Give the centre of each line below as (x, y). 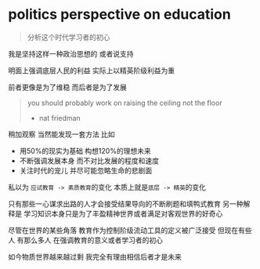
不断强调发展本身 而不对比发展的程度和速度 (89, 160)
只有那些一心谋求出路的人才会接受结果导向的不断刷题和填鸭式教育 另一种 (126, 204)
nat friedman (60, 118)
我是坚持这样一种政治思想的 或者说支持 (71, 53)
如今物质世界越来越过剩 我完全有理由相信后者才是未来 (95, 256)
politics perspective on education (119, 15)
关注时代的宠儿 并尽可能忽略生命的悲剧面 (86, 170)
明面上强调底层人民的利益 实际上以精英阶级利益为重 (91, 70)
